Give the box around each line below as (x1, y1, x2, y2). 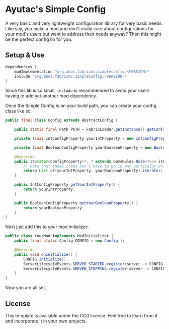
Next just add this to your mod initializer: (5, 224, 89, 230)
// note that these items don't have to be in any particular (23, 163, 156, 169)
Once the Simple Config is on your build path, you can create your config (5, 102, 157, 109)
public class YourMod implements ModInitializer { (5, 234, 114, 239)
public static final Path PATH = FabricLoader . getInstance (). (14, 127, 147, 132)
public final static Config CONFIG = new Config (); (14, 238, 125, 243)
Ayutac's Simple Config (5, 4, 106, 15)
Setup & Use (5, 51, 44, 60)
